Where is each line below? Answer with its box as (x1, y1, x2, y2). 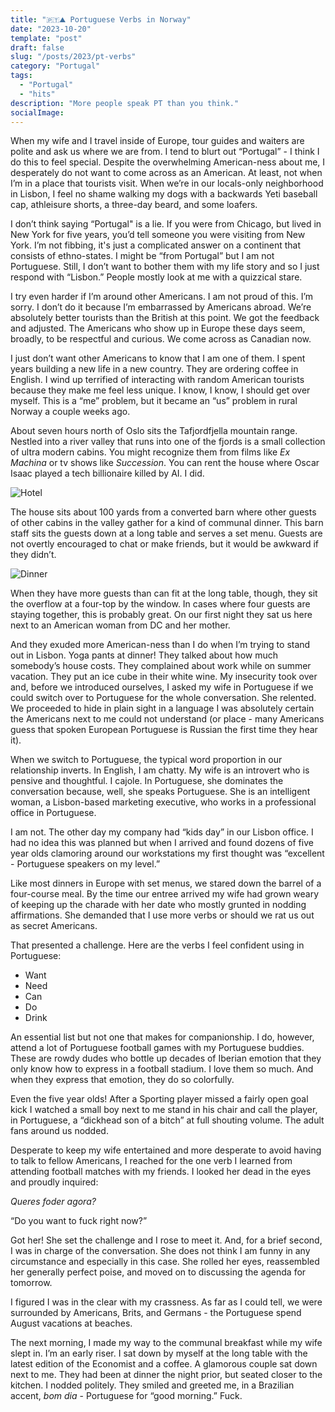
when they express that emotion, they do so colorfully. (10, 1074, 235, 1086)
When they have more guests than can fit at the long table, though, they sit (10, 587, 318, 600)
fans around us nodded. (10, 1125, 109, 1137)
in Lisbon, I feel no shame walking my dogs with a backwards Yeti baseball (10, 188, 318, 200)
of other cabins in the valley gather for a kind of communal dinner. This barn (10, 517, 324, 529)
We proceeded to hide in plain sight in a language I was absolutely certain (10, 702, 315, 715)
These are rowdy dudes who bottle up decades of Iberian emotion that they (10, 1052, 322, 1065)
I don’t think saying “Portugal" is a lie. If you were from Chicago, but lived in (10, 218, 322, 230)
